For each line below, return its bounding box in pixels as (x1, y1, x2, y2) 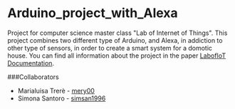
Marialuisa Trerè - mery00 (17, 86, 95, 95)
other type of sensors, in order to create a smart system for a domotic (7, 43, 212, 52)
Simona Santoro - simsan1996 (17, 94, 106, 103)
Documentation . (7, 58, 55, 67)
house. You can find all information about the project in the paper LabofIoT (7, 51, 226, 60)
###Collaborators (7, 73, 59, 81)
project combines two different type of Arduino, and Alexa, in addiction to (7, 36, 223, 44)
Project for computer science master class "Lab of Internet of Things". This (7, 28, 228, 37)
